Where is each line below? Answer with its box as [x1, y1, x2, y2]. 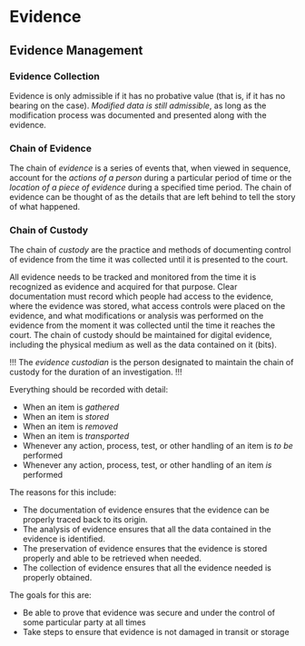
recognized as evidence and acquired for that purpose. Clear [9, 282, 238, 293]
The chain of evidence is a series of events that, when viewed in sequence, [9, 163, 291, 174]
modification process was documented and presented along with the [9, 109, 267, 120]
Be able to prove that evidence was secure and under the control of [22, 607, 275, 619]
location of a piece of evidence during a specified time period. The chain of [9, 182, 292, 193]
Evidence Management [9, 43, 143, 58]
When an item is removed [22, 421, 118, 432]
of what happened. [9, 202, 81, 213]
